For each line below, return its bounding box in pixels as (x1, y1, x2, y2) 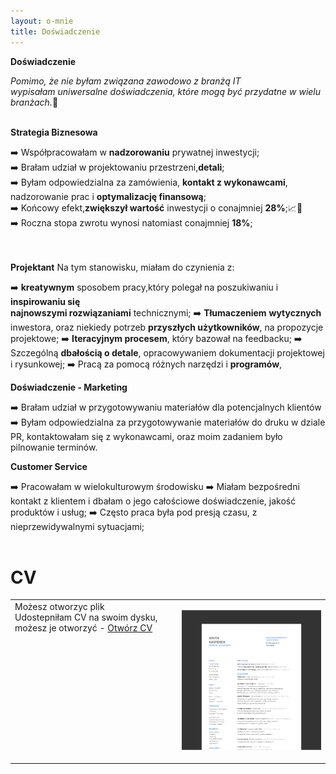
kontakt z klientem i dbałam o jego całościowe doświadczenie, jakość (10, 495, 297, 507)
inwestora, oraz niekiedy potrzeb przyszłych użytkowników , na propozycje (10, 321, 324, 333)
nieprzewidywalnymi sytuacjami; (10, 520, 145, 532)
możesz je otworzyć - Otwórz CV (14, 622, 153, 634)
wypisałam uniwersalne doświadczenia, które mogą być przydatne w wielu (10, 85, 322, 97)
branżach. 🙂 (10, 96, 59, 108)
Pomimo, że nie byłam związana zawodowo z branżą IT (10, 75, 242, 87)
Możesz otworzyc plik (14, 601, 105, 613)
